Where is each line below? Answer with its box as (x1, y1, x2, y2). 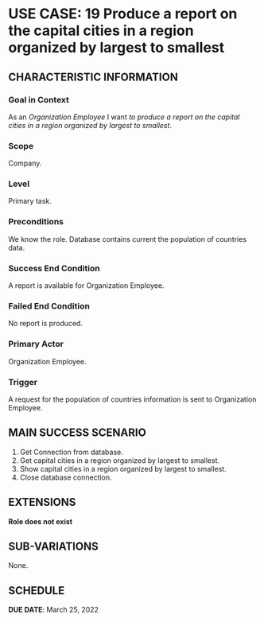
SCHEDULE (8, 584, 65, 597)
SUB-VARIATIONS (8, 539, 99, 553)
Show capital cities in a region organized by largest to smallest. (19, 464, 227, 473)
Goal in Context (8, 94, 70, 105)
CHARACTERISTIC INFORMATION (8, 70, 179, 84)
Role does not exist (8, 516, 73, 526)
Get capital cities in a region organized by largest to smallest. (19, 455, 220, 465)
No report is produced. (8, 319, 83, 328)
